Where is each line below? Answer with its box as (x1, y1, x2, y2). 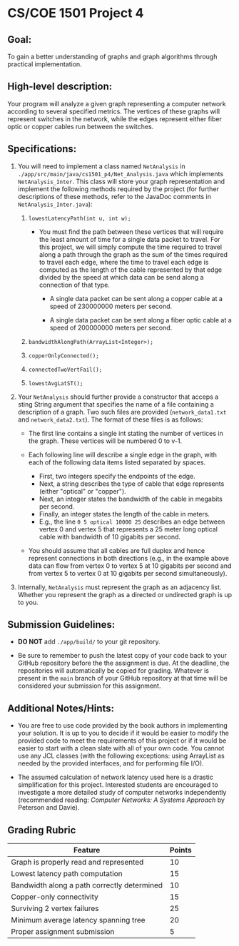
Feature (73, 845, 101, 855)
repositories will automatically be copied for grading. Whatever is (17, 666, 209, 675)
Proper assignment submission (11, 927, 115, 937)
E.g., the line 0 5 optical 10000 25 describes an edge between (39, 517, 225, 526)
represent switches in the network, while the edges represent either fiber (7, 114, 223, 123)
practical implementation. (7, 60, 82, 68)
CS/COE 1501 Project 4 (7, 5, 144, 21)
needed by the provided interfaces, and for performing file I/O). (17, 759, 205, 768)
